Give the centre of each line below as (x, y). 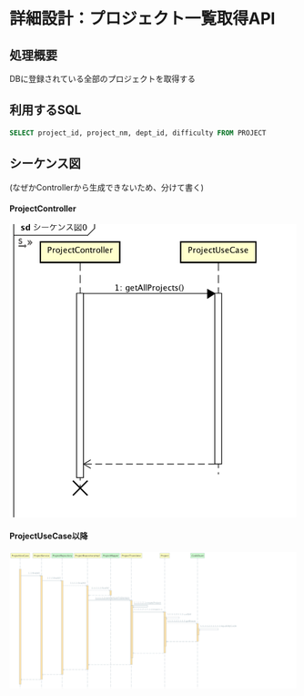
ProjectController (43, 209)
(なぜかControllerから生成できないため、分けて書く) (107, 187)
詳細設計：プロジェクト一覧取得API (142, 19)
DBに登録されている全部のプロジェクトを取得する (102, 79)
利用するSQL (46, 110)
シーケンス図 (45, 164)
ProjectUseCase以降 (49, 536)
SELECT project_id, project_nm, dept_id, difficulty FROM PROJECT (138, 133)
